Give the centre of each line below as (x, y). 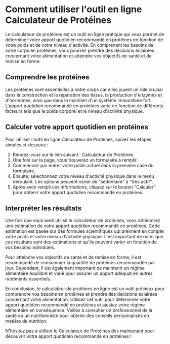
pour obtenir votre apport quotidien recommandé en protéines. (78, 192)
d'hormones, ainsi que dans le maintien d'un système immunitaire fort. (79, 100)
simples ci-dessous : (27, 145)
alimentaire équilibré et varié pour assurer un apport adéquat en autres (79, 273)
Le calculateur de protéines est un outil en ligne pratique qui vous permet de (85, 34)
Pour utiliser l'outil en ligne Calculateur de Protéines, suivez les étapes (78, 139)
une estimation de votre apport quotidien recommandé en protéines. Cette (83, 226)
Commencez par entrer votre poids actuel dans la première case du (83, 165)
